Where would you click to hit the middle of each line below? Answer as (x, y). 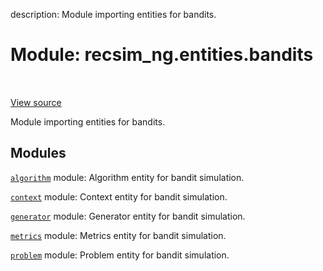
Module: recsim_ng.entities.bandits (162, 55)
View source (36, 102)
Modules (38, 153)
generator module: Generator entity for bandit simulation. (128, 216)
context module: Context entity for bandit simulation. (119, 196)
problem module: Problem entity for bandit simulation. (120, 255)
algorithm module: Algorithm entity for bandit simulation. (127, 177)
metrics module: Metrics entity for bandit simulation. (118, 235)
